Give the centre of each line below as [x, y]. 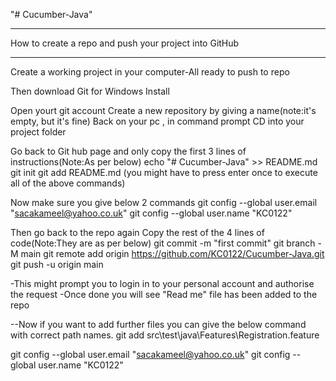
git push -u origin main [57, 264]
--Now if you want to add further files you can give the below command [158, 324]
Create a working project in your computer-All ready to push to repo [150, 72]
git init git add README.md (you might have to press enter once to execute [164, 172]
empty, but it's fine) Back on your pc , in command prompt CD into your [157, 121]
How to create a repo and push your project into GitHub [125, 43]
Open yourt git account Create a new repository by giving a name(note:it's [163, 110]
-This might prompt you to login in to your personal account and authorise [162, 283]
